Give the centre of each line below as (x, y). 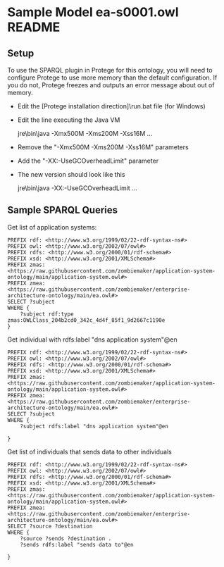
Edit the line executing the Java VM (69, 120)
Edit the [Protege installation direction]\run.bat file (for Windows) (111, 106)
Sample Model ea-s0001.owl (93, 12)
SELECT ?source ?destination (50, 526)
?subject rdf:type (47, 314)
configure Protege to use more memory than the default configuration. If (112, 77)
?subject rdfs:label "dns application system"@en (94, 426)
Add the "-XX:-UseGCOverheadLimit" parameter (88, 161)
